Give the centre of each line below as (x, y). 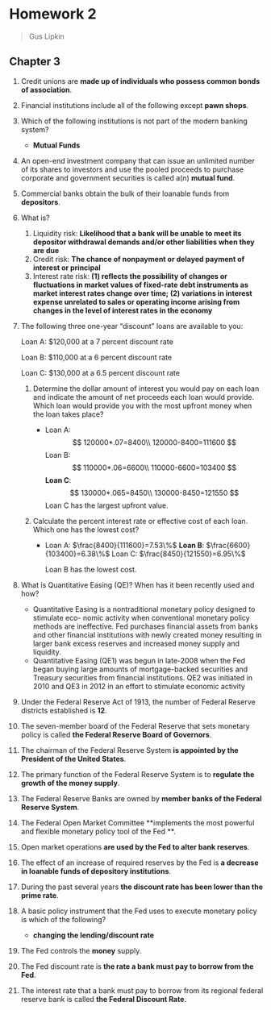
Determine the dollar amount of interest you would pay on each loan (146, 389)
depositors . (41, 202)
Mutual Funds (56, 145)
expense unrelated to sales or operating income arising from (136, 301)
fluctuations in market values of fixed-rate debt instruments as (140, 285)
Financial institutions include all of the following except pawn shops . (135, 105)
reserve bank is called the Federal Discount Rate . (104, 999)
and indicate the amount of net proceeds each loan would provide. (144, 397)
